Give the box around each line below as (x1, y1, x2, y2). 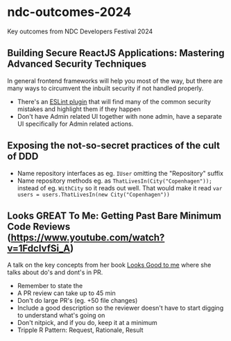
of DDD (7, 151, 39, 163)
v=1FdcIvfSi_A (7, 242, 71, 254)
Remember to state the (17, 282, 83, 290)
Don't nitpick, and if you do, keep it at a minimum (17, 319, 157, 327)
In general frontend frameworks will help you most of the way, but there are (7, 76, 223, 85)
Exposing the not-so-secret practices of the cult (7, 140, 221, 151)
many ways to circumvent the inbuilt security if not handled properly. (7, 84, 204, 92)
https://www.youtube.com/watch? (10, 231, 165, 243)
